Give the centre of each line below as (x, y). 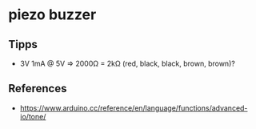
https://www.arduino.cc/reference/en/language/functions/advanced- (134, 108)
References (38, 89)
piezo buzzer (52, 15)
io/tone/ (33, 116)
